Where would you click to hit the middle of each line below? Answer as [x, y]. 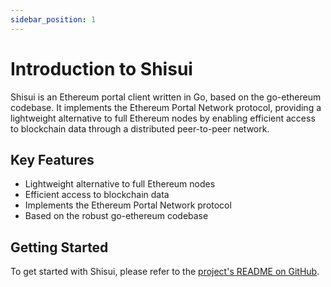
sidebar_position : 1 [53, 19]
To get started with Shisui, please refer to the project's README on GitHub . [165, 272]
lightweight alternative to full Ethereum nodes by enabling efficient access [163, 118]
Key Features [52, 159]
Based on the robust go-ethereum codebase [116, 216]
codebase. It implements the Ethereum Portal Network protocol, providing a [166, 107]
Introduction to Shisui [101, 68]
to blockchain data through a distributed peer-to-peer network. [140, 128]
